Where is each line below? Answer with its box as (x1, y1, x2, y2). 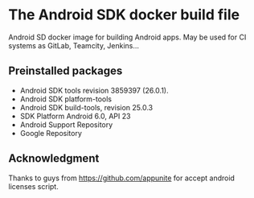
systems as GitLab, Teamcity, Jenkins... (8, 40, 139, 50)
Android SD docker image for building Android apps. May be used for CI (8, 32, 247, 42)
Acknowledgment (8, 151, 100, 166)
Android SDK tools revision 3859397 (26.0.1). (19, 85, 169, 95)
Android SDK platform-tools (19, 94, 113, 104)
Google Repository (19, 128, 83, 138)
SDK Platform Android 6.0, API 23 (19, 111, 131, 121)
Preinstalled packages (8, 64, 123, 78)
